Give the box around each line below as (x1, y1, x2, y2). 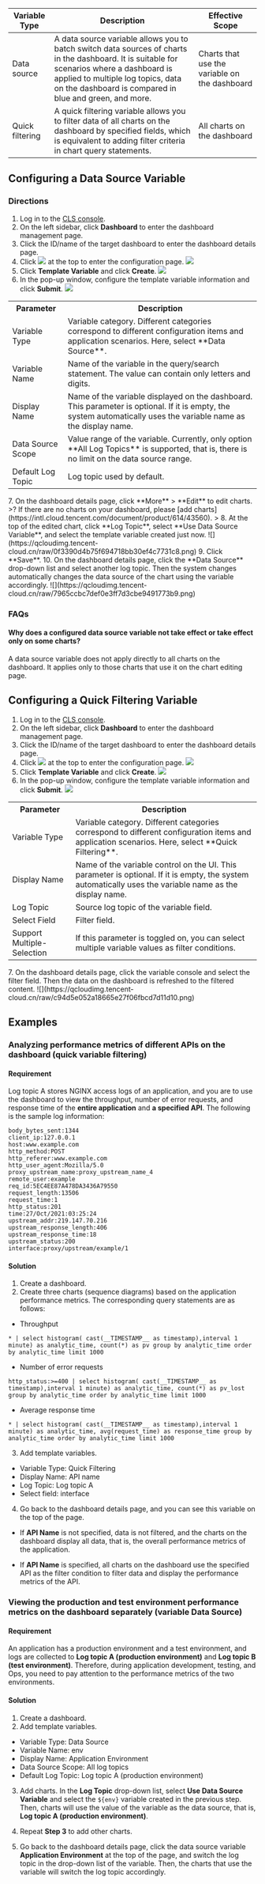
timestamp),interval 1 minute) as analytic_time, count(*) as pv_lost (8, 1385, 245, 1393)
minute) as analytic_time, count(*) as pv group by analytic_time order (8, 1341, 252, 1350)
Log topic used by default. (67, 471, 165, 482)
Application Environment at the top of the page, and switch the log (19, 1850, 239, 1859)
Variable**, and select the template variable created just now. (8, 529, 207, 539)
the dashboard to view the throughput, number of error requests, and (8, 1095, 233, 1105)
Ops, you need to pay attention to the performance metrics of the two (8, 1669, 234, 1678)
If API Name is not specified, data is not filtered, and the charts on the (19, 1528, 247, 1537)
